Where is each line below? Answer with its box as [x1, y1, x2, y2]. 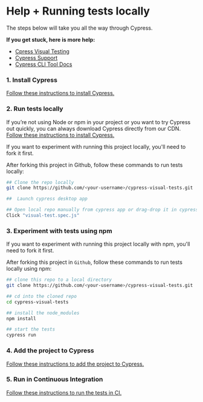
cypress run [6, 332, 36, 338]
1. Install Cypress [6, 76, 57, 84]
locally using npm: [6, 265, 52, 272]
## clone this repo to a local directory [6, 277, 112, 283]
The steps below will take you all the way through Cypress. [6, 24, 153, 31]
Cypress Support [14, 54, 58, 61]
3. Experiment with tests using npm [6, 226, 113, 235]
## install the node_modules [6, 310, 80, 316]
